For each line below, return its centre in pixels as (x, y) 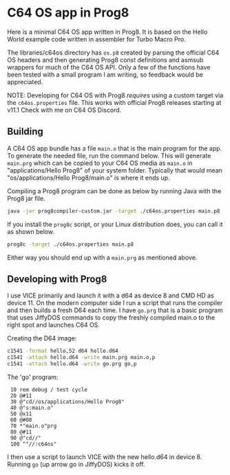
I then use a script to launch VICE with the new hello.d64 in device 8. (105, 456)
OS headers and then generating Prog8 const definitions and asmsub (105, 59)
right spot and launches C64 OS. (53, 325)
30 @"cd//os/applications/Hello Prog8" (67, 402)
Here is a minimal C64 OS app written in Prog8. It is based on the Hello (107, 32)
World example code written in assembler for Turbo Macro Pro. (96, 39)
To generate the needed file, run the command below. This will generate (109, 155)
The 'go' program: (33, 377)
